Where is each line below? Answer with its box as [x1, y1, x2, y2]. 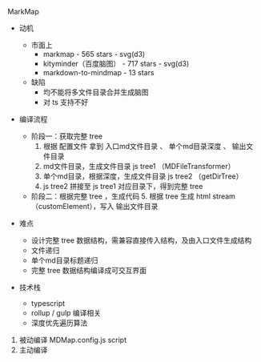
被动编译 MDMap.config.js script [18, 336, 127, 344]
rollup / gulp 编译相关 [30, 308, 102, 317]
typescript [30, 299, 66, 308]
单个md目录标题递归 [30, 255, 98, 265]
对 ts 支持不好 [42, 98, 89, 107]
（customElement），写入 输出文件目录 [30, 202, 159, 211]
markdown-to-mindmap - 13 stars [42, 68, 155, 77]
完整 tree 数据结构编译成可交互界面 [30, 266, 147, 275]
